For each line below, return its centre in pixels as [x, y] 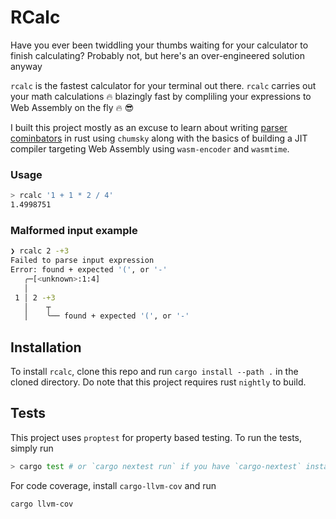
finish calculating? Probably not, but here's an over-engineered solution [157, 55]
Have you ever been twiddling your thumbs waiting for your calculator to [159, 45]
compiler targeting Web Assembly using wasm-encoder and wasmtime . [150, 148]
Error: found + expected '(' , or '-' [89, 270]
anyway [26, 66]
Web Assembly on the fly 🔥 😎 [72, 107]
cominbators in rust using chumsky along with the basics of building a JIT [159, 138]
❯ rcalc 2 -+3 [40, 251]
